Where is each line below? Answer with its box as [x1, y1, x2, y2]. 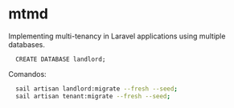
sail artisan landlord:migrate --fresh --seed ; [15, 85, 179, 93]
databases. [8, 39, 46, 49]
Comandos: [8, 69, 47, 78]
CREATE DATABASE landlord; [15, 55, 106, 63]
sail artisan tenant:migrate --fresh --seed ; [15, 92, 171, 100]
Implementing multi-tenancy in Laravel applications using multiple [8, 31, 226, 41]
